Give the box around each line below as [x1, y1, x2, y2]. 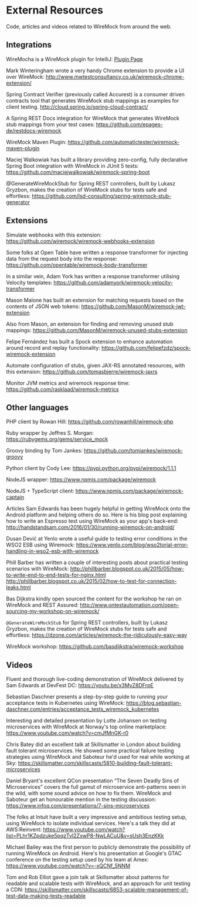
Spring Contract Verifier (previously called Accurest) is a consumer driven [6, 90, 185, 97]
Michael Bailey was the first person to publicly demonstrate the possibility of [6, 843, 191, 851]
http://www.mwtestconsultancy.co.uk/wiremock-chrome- [46, 73, 185, 80]
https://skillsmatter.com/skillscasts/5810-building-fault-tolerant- [18, 759, 173, 766]
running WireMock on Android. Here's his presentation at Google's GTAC [6, 850, 182, 857]
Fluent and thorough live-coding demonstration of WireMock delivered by [6, 676, 184, 683]
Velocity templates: [6, 279, 53, 286]
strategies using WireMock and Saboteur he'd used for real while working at [6, 754, 190, 761]
